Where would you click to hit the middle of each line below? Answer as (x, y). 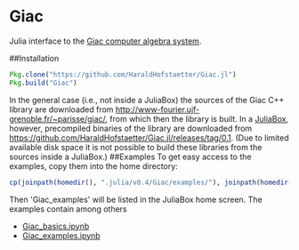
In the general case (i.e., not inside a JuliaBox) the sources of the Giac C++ (147, 100)
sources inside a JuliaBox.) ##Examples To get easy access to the (130, 157)
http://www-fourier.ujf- (158, 109)
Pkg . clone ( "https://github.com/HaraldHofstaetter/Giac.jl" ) (123, 74)
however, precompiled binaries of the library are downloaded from (131, 128)
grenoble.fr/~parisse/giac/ (57, 118)
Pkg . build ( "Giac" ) (43, 83)
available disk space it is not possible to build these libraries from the (136, 147)
